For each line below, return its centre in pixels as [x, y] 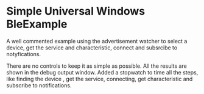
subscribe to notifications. [39, 85]
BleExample [37, 24]
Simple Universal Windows [76, 11]
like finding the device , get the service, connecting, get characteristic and [100, 79]
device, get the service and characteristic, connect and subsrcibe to [92, 48]
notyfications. [24, 54]
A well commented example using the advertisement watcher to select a [97, 41]
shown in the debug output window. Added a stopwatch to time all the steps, [102, 72]
